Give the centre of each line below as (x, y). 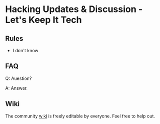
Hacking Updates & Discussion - (74, 9)
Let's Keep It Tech (44, 20)
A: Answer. (16, 88)
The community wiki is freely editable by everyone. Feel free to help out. (80, 116)
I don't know (25, 50)
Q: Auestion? (18, 78)
